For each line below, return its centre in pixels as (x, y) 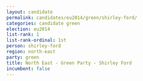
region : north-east (31, 52)
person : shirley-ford (34, 46)
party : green (23, 57)
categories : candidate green (43, 23)
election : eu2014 (28, 29)
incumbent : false (28, 69)
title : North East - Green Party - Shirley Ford (69, 63)
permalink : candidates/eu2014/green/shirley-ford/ (72, 18)
